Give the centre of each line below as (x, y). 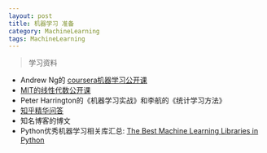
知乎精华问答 (42, 111)
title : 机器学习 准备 (42, 24)
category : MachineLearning (54, 31)
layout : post (31, 16)
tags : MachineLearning (47, 39)
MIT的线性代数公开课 (55, 90)
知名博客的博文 (45, 121)
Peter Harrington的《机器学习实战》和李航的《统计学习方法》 (123, 101)
